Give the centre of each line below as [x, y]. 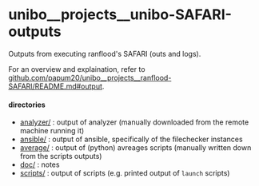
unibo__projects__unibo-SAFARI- [120, 15]
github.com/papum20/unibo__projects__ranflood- [90, 77]
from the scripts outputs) [61, 156]
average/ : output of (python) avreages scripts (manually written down [135, 148]
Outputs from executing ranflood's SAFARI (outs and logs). [105, 53]
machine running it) [52, 131]
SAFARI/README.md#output [55, 86]
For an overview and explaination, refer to [77, 69]
